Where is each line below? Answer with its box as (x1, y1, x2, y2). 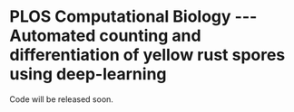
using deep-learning (9, 64, 167, 85)
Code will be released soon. (9, 93, 113, 105)
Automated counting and (9, 25, 201, 46)
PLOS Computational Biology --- (9, 6, 258, 27)
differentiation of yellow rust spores (9, 45, 286, 65)
